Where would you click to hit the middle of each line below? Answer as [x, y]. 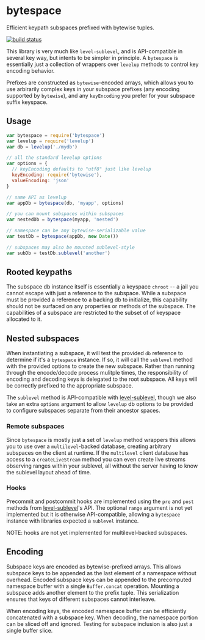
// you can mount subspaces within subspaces [65, 214]
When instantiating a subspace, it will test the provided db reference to [95, 353]
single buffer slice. [30, 630]
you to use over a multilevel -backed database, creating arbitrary [89, 446]
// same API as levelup [37, 197]
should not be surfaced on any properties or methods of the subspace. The [101, 306]
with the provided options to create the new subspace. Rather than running [101, 366]
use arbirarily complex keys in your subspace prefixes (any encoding [93, 89]
